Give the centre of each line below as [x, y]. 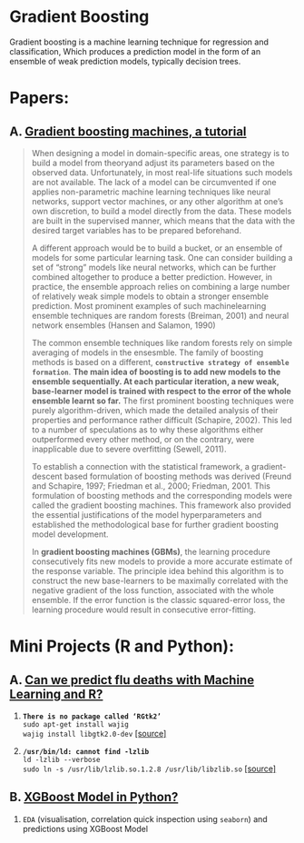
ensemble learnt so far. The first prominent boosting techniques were [163, 401]
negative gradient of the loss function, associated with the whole [152, 590]
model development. [70, 534]
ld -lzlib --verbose [61, 759]
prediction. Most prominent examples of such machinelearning [149, 305]
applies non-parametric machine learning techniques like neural [151, 192]
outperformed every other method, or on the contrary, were [143, 439]
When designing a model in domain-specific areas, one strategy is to [160, 153]
